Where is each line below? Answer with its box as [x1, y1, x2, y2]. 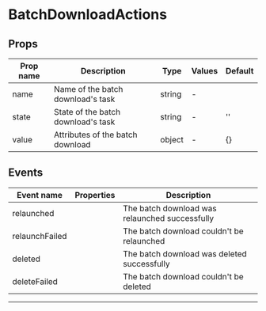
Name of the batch [54, 84, 123, 94]
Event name [17, 189, 63, 200]
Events [8, 166, 44, 180]
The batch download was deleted [122, 248, 247, 259]
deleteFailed [12, 275, 58, 286]
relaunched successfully [122, 212, 215, 223]
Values [191, 66, 218, 76]
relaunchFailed [12, 230, 67, 241]
